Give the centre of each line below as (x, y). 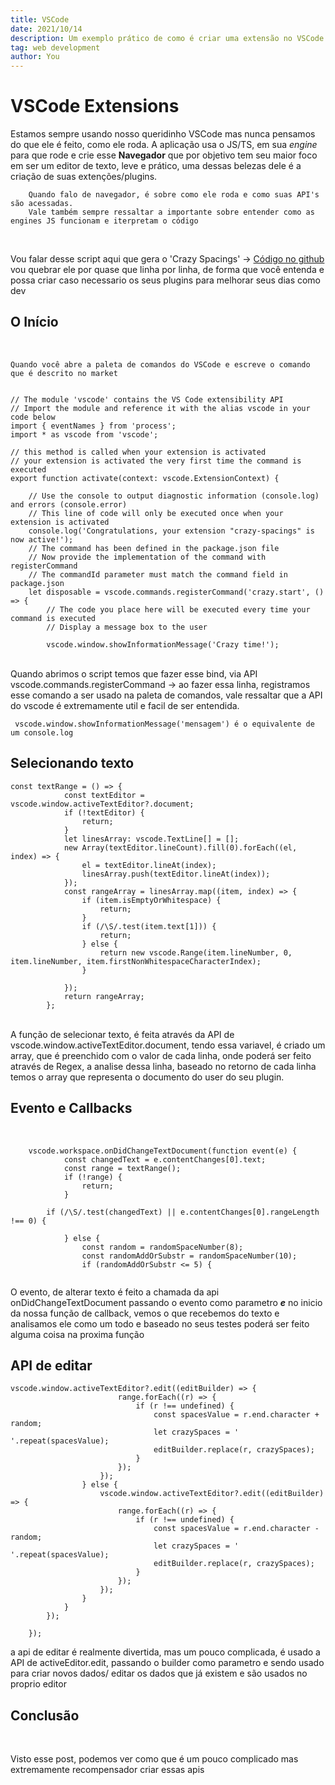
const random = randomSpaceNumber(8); (162, 1247)
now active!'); (42, 539)
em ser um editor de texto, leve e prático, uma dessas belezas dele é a (156, 166)
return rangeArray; (104, 996)
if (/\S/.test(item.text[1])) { (149, 926)
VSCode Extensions (95, 106)
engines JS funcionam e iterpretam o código (104, 221)
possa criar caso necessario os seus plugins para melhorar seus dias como (166, 280)
